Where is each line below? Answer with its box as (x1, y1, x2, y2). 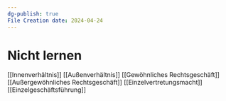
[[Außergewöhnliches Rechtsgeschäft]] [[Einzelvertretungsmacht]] (7, 78, 203, 87)
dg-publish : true (7, 10, 59, 18)
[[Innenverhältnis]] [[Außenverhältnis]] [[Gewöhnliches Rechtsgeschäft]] (7, 71, 220, 79)
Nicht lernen (7, 47, 82, 64)
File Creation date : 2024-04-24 (7, 17, 103, 24)
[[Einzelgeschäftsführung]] (7, 85, 87, 94)
